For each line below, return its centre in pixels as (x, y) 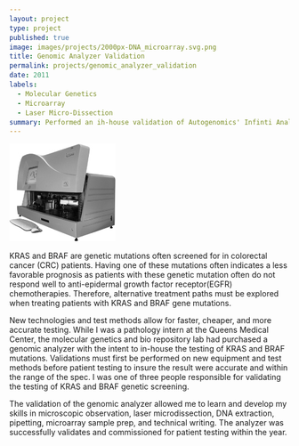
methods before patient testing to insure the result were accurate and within (149, 368)
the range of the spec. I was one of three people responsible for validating (145, 377)
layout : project (39, 19)
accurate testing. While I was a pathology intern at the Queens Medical (139, 330)
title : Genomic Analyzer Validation (77, 57)
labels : (24, 85)
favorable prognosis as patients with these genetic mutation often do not (142, 275)
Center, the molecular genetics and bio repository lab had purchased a (139, 339)
